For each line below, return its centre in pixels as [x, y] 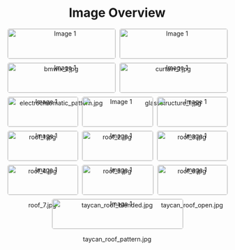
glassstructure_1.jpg [173, 103]
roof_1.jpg [43, 137]
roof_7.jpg [43, 205]
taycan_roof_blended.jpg [117, 205]
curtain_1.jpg [173, 68]
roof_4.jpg [42, 171]
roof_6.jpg [192, 171]
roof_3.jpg [192, 137]
